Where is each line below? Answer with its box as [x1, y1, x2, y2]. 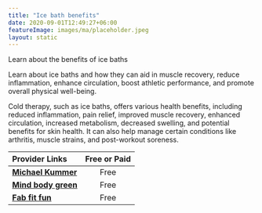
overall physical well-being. [8, 87, 96, 96]
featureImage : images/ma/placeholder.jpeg [8, 26, 149, 34]
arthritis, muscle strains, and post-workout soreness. [8, 135, 179, 145]
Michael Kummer [12, 167, 78, 178]
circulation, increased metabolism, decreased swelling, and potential [8, 118, 230, 128]
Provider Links [12, 153, 67, 164]
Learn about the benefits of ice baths [8, 55, 128, 64]
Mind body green [12, 179, 78, 190]
